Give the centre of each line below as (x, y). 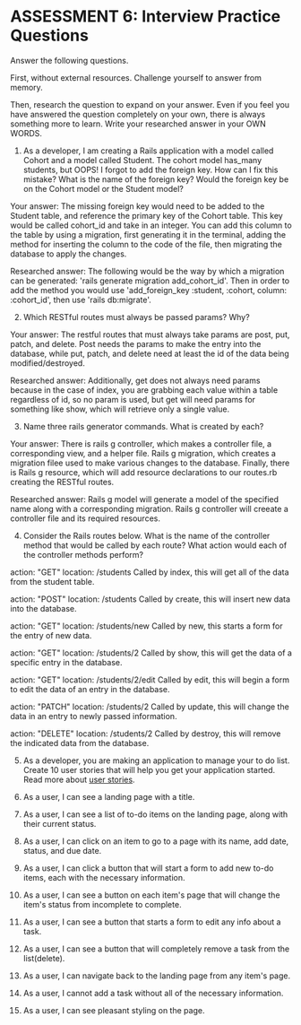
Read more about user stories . (79, 779)
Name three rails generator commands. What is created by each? (143, 426)
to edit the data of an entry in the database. (90, 689)
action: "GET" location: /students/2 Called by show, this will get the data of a (151, 653)
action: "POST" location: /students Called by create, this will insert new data (150, 599)
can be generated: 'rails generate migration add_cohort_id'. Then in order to (150, 281)
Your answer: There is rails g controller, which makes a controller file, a (141, 443)
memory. (26, 87)
